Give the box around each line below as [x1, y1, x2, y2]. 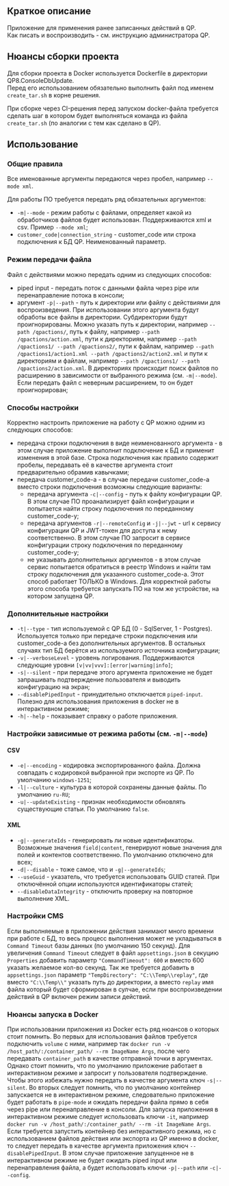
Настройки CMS [7, 911, 64, 921]
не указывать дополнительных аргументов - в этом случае [27, 555, 201, 564]
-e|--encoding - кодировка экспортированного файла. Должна [16, 761, 201, 770]
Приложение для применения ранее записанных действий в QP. [7, 23, 196, 32]
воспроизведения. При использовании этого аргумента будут [16, 305, 200, 314]
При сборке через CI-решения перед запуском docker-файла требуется [7, 104, 219, 112]
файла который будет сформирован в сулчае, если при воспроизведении [7, 985, 222, 993]
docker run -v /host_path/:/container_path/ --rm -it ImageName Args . [7, 1120, 211, 1128]
